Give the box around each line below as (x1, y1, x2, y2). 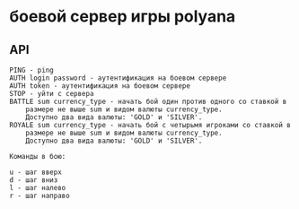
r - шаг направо (9, 191, 70, 200)
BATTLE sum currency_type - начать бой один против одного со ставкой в (9, 97, 287, 106)
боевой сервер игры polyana (9, 6, 236, 27)
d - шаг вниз (9, 176, 58, 185)
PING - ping (9, 65, 54, 74)
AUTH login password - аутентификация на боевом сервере (9, 74, 227, 83)
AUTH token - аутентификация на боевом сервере (9, 82, 191, 91)
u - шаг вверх (9, 168, 63, 177)
